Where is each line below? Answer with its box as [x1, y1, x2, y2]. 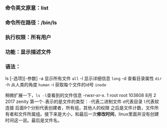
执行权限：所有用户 [5, 33, 51, 40]
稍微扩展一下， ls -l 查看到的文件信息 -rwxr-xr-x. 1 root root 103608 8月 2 [5, 92, 157, 98]
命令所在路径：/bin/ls [5, 19, 57, 26]
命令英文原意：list [5, 4, 49, 11]
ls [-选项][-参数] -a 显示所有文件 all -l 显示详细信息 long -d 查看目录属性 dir [5, 75, 162, 81]
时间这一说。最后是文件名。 [5, 117, 62, 123]
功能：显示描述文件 [5, 48, 51, 55]
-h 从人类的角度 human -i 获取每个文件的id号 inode [5, 81, 106, 87]
